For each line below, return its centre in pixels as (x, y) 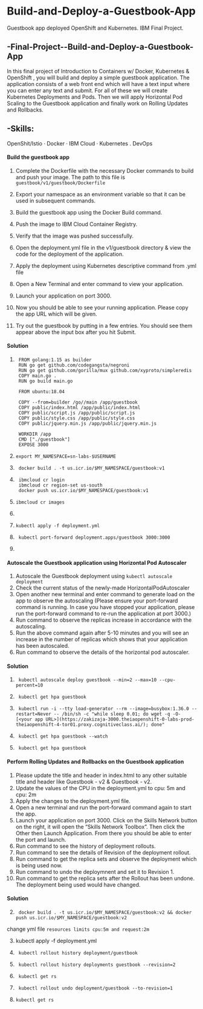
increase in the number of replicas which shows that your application (101, 639)
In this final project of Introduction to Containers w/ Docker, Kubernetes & (98, 71)
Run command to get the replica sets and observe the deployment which (106, 859)
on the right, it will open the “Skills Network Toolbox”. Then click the (100, 827)
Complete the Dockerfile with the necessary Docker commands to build (105, 170)
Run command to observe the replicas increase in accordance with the (104, 620)
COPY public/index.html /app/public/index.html (79, 407)
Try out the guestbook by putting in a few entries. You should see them (104, 325)
